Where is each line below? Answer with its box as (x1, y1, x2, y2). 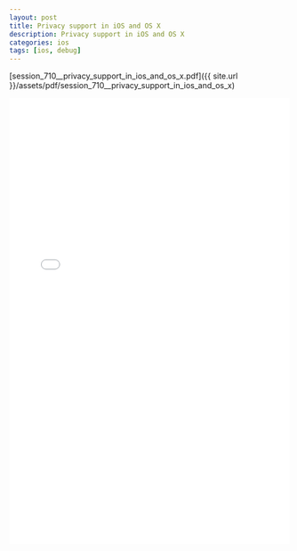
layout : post (9, 12, 58, 22)
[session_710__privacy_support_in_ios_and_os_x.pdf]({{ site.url (9, 70, 238, 81)
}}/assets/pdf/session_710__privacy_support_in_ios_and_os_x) (9, 80, 236, 91)
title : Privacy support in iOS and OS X (9, 21, 162, 30)
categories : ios (9, 37, 69, 47)
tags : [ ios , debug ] (9, 46, 82, 55)
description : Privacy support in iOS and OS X (9, 29, 185, 38)
